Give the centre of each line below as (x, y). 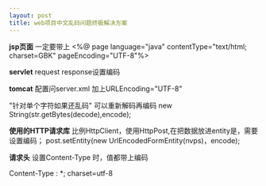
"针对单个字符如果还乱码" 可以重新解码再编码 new (91, 105)
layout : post (31, 15)
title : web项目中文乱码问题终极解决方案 (68, 23)
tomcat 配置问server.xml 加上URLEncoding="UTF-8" (96, 89)
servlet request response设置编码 (65, 71)
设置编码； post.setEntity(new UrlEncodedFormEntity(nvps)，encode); (125, 140)
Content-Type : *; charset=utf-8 (61, 173)
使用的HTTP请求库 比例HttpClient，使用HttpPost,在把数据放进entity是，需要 (134, 131)
